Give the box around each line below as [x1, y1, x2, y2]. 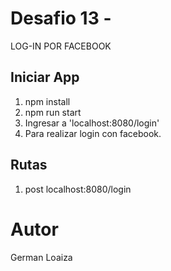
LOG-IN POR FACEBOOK [10, 40, 112, 52]
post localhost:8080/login [24, 183, 132, 195]
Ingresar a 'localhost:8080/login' [24, 117, 160, 129]
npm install [24, 95, 71, 107]
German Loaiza [10, 251, 73, 263]
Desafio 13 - [10, 7, 112, 30]
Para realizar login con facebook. [24, 127, 162, 139]
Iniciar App [10, 69, 80, 86]
